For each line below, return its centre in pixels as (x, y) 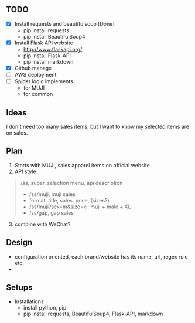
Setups (20, 287)
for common (38, 94)
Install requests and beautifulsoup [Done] (64, 23)
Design (19, 243)
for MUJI (34, 88)
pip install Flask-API (47, 56)
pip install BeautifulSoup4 (54, 36)
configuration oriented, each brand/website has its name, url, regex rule (101, 256)
